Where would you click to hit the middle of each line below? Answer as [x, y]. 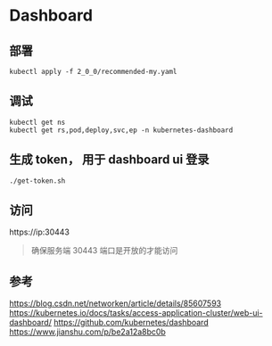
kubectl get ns [37, 122]
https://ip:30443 [39, 232]
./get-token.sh [37, 181]
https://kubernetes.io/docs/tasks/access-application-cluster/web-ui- [136, 313]
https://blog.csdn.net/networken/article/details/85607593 [115, 303]
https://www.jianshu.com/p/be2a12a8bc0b [88, 332]
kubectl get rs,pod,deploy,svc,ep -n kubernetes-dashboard [121, 130]
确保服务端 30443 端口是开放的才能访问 [104, 251]
